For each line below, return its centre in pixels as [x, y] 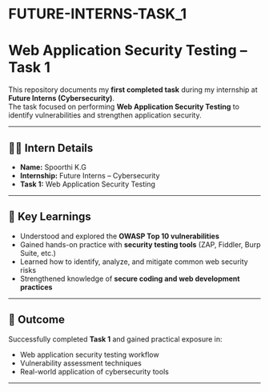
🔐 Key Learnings [50, 217]
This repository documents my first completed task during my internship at [133, 90]
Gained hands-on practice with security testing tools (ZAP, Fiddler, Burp [141, 244]
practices [36, 287]
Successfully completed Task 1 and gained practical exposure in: [115, 339]
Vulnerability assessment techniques [80, 363]
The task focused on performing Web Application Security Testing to [124, 107]
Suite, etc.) [38, 253]
